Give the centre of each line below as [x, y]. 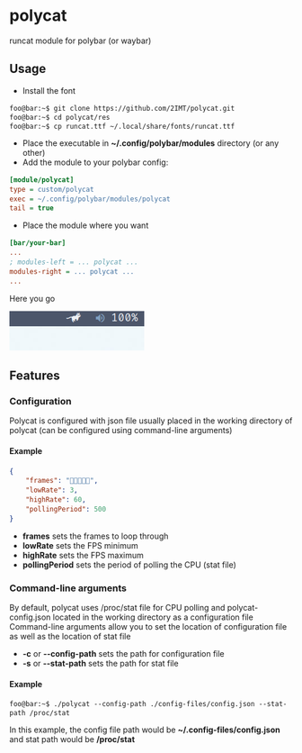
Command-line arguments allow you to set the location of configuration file [148, 627]
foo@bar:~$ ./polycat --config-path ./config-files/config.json [132, 704]
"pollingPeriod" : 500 [66, 510]
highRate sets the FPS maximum [83, 555]
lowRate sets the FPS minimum [80, 545]
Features [35, 376]
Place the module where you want [85, 225]
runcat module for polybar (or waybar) [80, 41]
